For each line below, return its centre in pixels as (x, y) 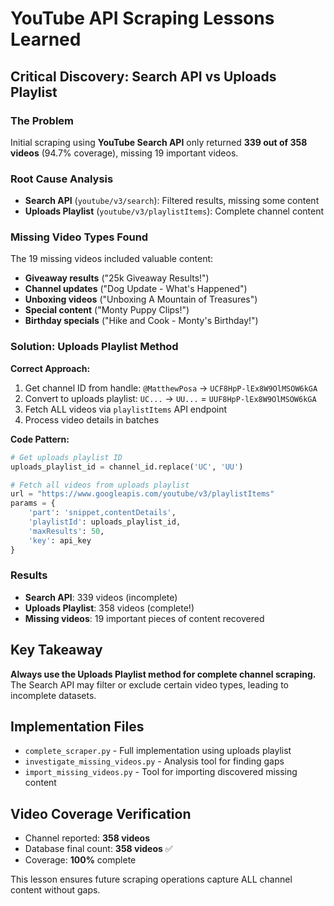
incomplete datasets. (53, 695)
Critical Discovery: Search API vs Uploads (143, 76)
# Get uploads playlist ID (66, 457)
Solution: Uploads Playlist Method (94, 347)
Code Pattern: (40, 439)
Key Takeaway (56, 650)
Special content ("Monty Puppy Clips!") (107, 310)
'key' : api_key (60, 540)
